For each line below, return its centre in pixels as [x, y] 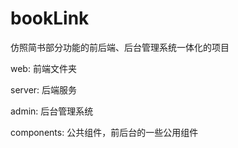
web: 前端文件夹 [43, 68]
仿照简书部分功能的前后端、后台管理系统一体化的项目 [120, 47]
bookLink [50, 18]
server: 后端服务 [44, 89]
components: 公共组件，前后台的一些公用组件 [104, 132]
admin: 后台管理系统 [52, 111]
